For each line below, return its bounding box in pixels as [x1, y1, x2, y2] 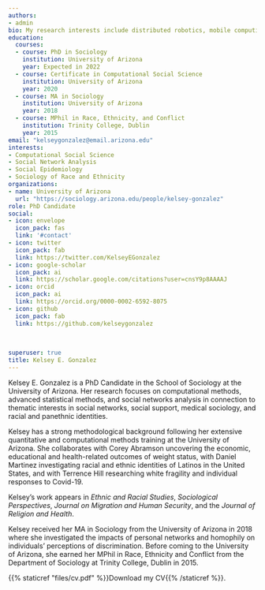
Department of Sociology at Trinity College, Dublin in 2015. [8, 558, 199, 567]
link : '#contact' [15, 232, 73, 240]
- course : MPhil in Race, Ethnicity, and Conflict [15, 114, 185, 122]
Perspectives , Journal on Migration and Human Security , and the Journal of [8, 500, 256, 510]
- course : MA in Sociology [15, 92, 104, 100]
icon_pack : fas [15, 224, 65, 233]
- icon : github [8, 304, 58, 312]
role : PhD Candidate [8, 202, 77, 210]
